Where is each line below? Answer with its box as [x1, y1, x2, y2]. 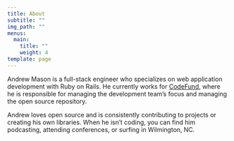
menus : [7, 29, 27, 37]
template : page [7, 56, 52, 63]
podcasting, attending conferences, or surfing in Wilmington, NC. [7, 125, 196, 133]
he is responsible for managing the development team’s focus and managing [7, 89, 227, 98]
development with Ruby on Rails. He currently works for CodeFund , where [7, 82, 221, 91]
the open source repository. [7, 97, 87, 105]
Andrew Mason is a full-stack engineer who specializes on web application [7, 75, 223, 83]
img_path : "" [7, 23, 45, 30]
